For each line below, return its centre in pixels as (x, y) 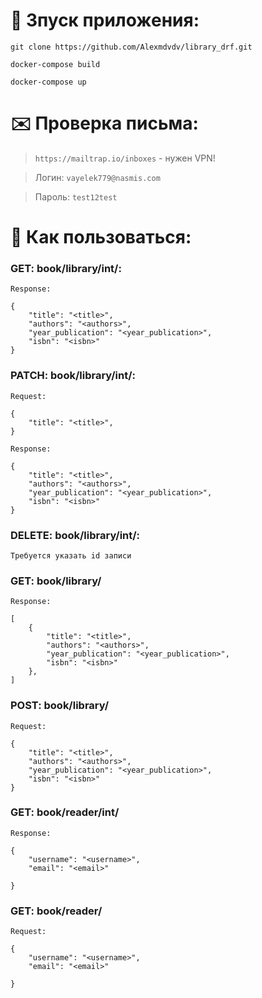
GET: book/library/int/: (66, 268)
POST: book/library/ (60, 706)
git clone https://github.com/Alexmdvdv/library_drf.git (131, 47)
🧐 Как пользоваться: (101, 237)
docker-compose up (48, 82)
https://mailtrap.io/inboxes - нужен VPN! (125, 158)
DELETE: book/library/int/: (75, 535)
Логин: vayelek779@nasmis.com (97, 177)
